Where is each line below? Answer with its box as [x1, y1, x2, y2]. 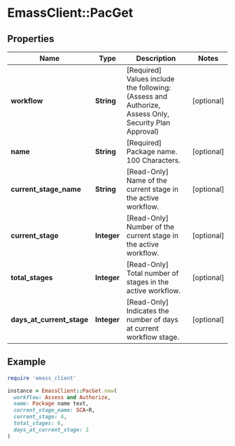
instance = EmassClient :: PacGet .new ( [7, 387, 117, 394]
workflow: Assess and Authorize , [13, 393, 111, 400]
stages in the [126, 277, 169, 286]
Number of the [126, 222, 175, 232]
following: [138, 83, 171, 92]
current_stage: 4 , [13, 413, 68, 421]
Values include [126, 74, 175, 83]
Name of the [126, 176, 168, 185]
